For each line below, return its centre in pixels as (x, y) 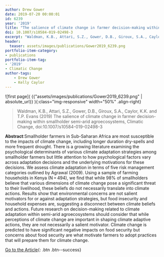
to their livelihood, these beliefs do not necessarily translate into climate (77, 188)
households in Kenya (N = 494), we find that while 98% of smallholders (76, 178)
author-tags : (18, 73)
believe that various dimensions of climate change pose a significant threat (81, 183)
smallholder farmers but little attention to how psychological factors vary (78, 157)
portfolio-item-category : (31, 50)
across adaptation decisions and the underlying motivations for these (75, 162)
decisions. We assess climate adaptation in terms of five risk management (80, 167)
